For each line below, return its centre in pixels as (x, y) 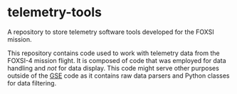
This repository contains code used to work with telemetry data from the (114, 53)
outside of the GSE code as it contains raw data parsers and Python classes (118, 76)
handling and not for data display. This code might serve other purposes (113, 68)
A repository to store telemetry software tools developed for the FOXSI (111, 32)
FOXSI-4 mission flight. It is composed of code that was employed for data (117, 60)
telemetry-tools (54, 12)
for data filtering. (32, 83)
